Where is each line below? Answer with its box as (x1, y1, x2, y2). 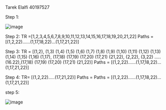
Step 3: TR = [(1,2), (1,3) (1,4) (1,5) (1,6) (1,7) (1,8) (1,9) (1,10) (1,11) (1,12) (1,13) (5, 49, 161, 54)
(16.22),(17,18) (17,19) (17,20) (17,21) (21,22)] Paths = (5, 59, 110, 65)
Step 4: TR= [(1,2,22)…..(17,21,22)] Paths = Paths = (5, 74, 110, 80)
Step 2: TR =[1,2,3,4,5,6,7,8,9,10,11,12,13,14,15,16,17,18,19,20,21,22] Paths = (5, 34, 154, 39)
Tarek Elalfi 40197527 (5, 5, 50, 10)
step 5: (5, 89, 20, 95)
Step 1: (5, 14, 19, 20)
